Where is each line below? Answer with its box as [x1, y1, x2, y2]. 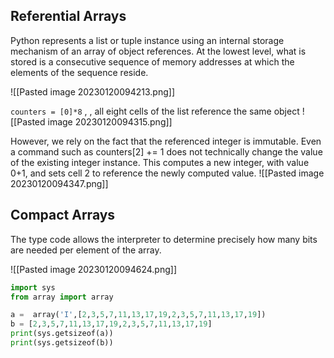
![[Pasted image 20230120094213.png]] [10, 85, 175, 98]
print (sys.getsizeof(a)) [10, 329, 114, 339]
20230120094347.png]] [10, 177, 109, 189]
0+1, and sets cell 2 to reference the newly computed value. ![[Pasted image [10, 167, 325, 179]
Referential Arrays [10, 8, 127, 25]
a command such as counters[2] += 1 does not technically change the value [10, 145, 323, 158]
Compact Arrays [10, 207, 116, 224]
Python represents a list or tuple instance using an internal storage [10, 34, 285, 46]
